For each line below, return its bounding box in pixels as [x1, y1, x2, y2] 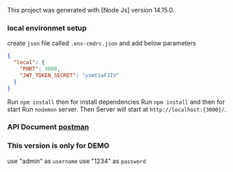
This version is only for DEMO [7, 141, 110, 150]
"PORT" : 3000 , [19, 65, 61, 72]
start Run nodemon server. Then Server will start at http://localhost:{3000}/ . [7, 104, 227, 114]
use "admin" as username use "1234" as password [7, 157, 146, 165]
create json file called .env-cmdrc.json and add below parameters [7, 39, 196, 47]
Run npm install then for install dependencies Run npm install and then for [7, 97, 225, 106]
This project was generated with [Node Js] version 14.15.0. [7, 6, 175, 14]
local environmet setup [7, 23, 87, 33]
